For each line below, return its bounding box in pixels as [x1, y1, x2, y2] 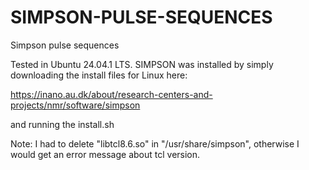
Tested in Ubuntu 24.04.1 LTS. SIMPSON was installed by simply [10, 58, 274, 70]
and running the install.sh [10, 118, 115, 130]
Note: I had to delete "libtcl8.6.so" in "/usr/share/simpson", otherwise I [10, 137, 300, 150]
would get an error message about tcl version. [10, 148, 201, 160]
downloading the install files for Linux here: [10, 69, 188, 81]
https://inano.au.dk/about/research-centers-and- [10, 88, 213, 100]
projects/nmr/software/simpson [10, 99, 141, 111]
